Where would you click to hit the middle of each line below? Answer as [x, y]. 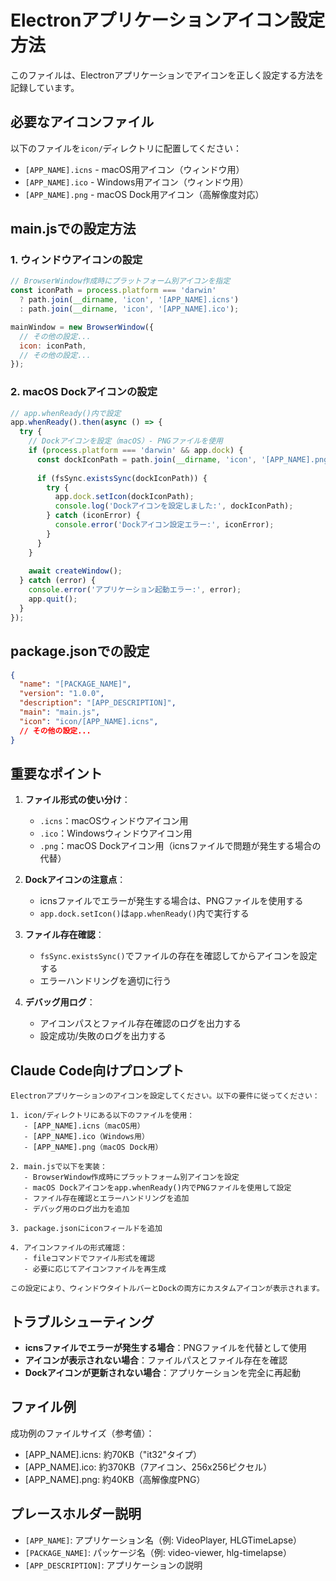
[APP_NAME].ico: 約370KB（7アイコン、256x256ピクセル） [148, 1467]
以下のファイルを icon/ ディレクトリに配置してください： [126, 148]
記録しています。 [45, 87]
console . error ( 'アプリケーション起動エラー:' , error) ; [135, 590]
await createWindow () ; [75, 571]
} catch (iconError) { [93, 516]
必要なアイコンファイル [82, 122]
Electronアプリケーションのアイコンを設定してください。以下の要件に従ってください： [165, 1096]
